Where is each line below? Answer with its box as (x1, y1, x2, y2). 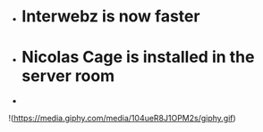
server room (21, 66, 115, 87)
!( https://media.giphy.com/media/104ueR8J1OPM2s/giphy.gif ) (8, 113, 236, 124)
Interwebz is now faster (21, 6, 200, 27)
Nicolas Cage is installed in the (21, 47, 255, 68)
